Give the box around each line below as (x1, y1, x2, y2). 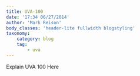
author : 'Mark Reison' (6, 19, 62, 25)
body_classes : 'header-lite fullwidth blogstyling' (6, 25, 135, 31)
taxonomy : (6, 31, 31, 37)
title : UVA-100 (6, 8, 44, 15)
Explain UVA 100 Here (6, 63, 59, 70)
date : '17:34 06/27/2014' (6, 14, 69, 20)
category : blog (16, 36, 54, 42)
